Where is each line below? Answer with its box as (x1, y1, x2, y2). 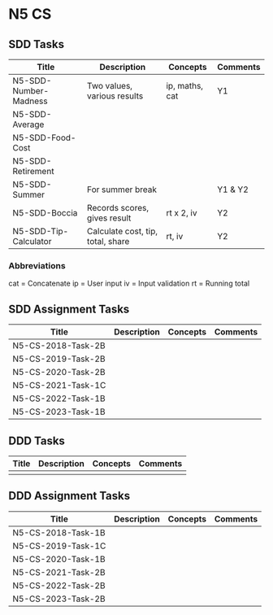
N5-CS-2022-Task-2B (12, 579, 106, 591)
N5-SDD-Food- (12, 132, 76, 143)
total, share (86, 236, 130, 246)
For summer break (86, 184, 157, 195)
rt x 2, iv (166, 207, 197, 218)
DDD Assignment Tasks (8, 489, 131, 503)
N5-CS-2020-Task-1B (12, 553, 106, 565)
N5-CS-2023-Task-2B (12, 593, 106, 604)
